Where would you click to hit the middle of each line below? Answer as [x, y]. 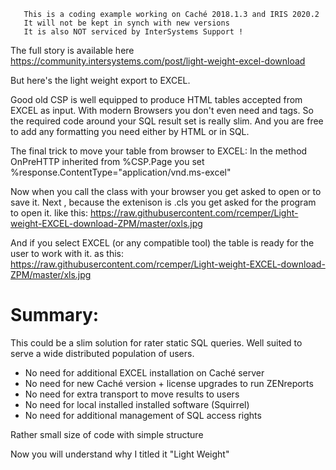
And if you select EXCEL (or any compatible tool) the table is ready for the [162, 243]
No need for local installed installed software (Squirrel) [137, 404]
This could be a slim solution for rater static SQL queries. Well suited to [156, 342]
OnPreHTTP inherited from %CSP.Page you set [107, 161]
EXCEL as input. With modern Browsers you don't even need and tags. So [162, 110]
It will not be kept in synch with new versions [126, 23]
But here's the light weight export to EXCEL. [100, 80]
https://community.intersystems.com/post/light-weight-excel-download [158, 61]
